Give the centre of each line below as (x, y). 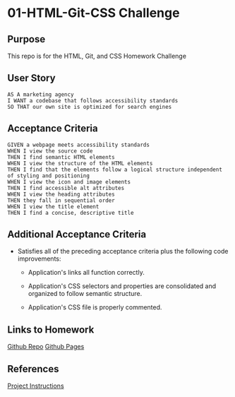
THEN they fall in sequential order (61, 200)
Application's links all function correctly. (86, 273)
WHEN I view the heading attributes (61, 194)
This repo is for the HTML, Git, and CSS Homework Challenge (97, 56)
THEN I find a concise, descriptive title (71, 213)
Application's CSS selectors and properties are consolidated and (122, 286)
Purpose (26, 39)
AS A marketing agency (41, 94)
